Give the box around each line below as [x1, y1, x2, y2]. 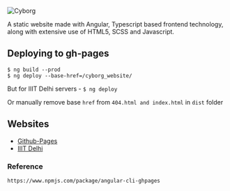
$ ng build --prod [7, 66, 61, 73]
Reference [7, 161, 43, 171]
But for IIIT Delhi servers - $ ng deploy [7, 84, 118, 93]
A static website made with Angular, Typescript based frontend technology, [7, 20, 224, 28]
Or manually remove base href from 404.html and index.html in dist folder [7, 98, 224, 106]
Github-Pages [17, 137, 58, 145]
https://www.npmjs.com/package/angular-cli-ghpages [7, 177, 160, 184]
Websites [7, 119, 49, 130]
